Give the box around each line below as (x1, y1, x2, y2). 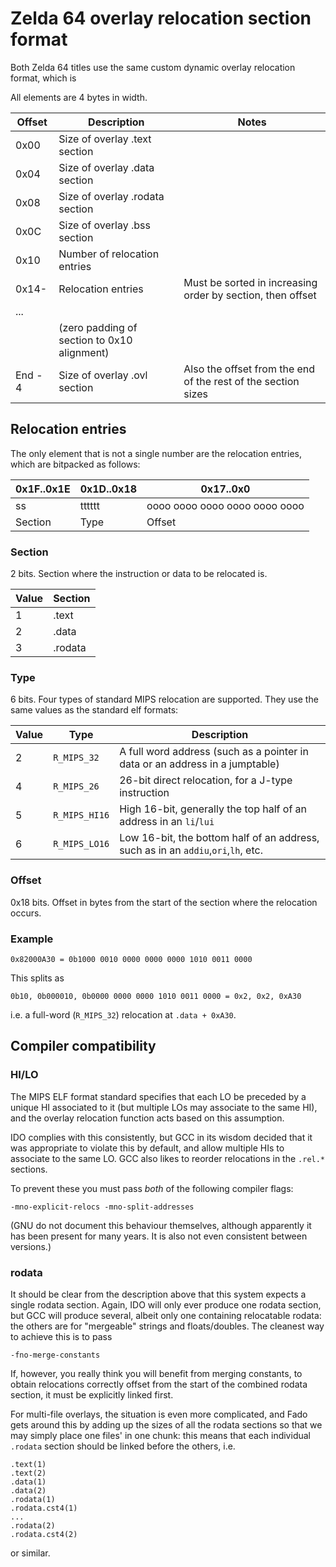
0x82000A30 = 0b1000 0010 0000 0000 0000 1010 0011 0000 (10, 954, 253, 964)
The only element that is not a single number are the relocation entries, (10, 447, 303, 459)
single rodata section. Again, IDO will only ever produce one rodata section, (10, 1298, 322, 1311)
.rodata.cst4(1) (10, 1503, 78, 1513)
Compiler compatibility (10, 1038, 157, 1055)
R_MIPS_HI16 (53, 810, 110, 821)
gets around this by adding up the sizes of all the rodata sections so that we (10, 1418, 323, 1431)
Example (10, 932, 54, 946)
